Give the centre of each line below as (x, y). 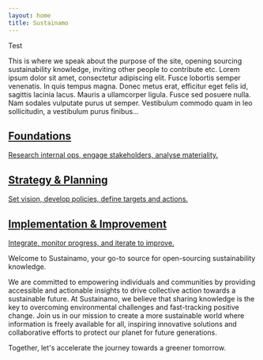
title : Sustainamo (38, 23)
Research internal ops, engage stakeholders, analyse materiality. (113, 155)
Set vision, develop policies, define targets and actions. (98, 199)
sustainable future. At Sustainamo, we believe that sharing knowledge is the (131, 298)
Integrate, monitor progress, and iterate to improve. (92, 243)
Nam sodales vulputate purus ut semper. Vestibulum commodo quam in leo (130, 103)
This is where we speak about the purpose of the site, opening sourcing (125, 61)
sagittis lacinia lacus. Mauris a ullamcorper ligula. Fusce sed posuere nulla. (130, 94)
